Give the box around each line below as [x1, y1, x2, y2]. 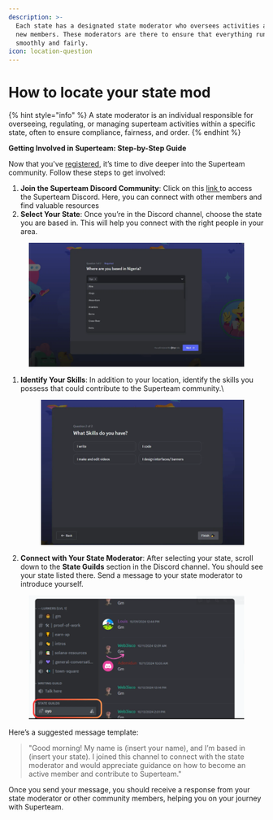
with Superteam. [8, 801, 64, 812]
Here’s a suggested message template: [8, 727, 139, 737]
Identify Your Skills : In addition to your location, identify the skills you [19, 375, 254, 384]
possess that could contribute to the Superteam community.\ [19, 383, 224, 393]
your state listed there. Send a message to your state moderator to [19, 570, 243, 580]
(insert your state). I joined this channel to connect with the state [28, 752, 245, 761]
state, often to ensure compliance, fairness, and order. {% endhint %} [8, 128, 241, 137]
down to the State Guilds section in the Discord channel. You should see [19, 562, 264, 571]
